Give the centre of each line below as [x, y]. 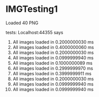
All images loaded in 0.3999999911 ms [52, 73]
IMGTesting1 [32, 9]
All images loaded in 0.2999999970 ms [53, 68]
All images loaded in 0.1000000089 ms [53, 63]
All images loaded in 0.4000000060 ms [53, 47]
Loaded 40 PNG [22, 23]
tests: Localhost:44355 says [34, 32]
